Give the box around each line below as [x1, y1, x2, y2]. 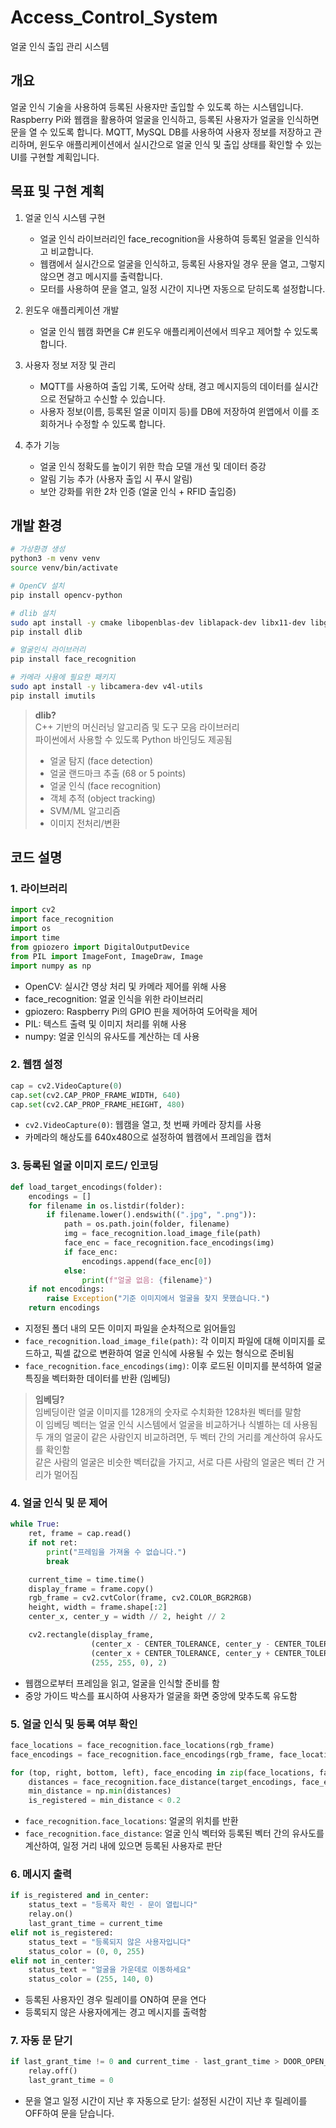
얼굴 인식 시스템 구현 [24, 211, 106, 223]
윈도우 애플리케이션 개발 [24, 304, 120, 316]
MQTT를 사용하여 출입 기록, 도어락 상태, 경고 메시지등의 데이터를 [39, 380, 293, 392]
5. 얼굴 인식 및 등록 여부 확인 [10, 1717, 138, 1731]
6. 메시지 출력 [10, 1867, 73, 1881]
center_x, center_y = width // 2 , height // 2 [28, 1612, 226, 1622]
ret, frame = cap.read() [28, 1529, 132, 1539]
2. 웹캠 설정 [10, 1057, 63, 1071]
